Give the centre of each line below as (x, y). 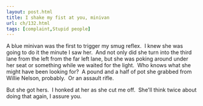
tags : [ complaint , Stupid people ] (48, 29)
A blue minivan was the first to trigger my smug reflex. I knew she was (95, 46)
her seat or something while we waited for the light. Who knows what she (99, 65)
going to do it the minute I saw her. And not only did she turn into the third (99, 53)
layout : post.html (29, 12)
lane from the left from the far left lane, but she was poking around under (97, 59)
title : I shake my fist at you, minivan (58, 18)
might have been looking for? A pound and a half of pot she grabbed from (99, 72)
